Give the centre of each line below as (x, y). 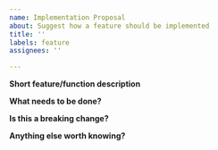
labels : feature (39, 42)
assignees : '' (36, 51)
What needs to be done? (55, 101)
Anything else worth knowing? (67, 136)
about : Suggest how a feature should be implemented (109, 26)
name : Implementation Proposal (67, 17)
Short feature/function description (75, 84)
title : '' (28, 34)
